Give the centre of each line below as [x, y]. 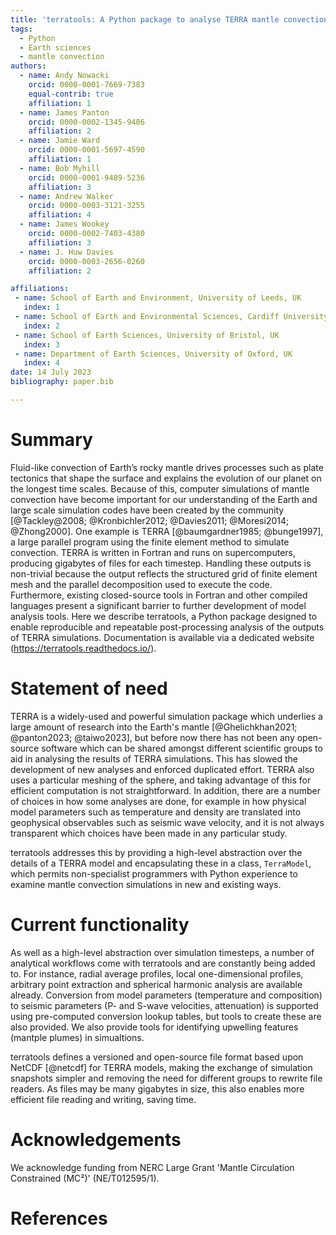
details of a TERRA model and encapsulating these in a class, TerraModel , [161, 863]
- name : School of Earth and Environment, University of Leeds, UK [158, 298]
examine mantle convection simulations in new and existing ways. [146, 884]
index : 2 [41, 326]
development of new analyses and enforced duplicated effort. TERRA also [162, 769]
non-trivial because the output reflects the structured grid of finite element [164, 573]
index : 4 [41, 363]
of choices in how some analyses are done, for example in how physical [158, 801]
